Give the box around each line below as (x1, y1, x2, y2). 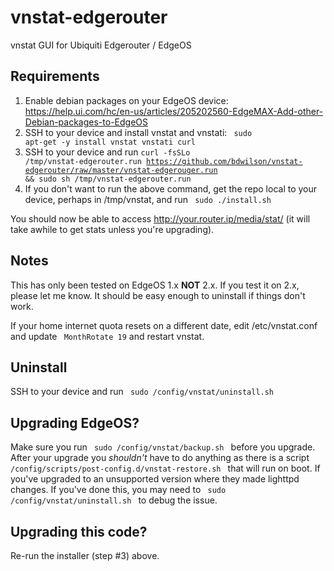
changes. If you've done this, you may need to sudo (10, 484, 227, 496)
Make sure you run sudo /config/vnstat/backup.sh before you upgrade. (10, 441, 316, 453)
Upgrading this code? (10, 523, 148, 540)
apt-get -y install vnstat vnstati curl (24, 137, 196, 147)
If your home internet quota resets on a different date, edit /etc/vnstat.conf (10, 319, 318, 331)
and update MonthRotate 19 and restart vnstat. (10, 330, 205, 342)
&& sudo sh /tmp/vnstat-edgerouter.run (24, 174, 192, 184)
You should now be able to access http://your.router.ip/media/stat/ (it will (10, 212, 311, 225)
